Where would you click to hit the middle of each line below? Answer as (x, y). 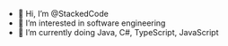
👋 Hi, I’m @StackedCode (63, 14)
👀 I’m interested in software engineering (92, 23)
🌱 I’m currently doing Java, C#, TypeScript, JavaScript (118, 32)
